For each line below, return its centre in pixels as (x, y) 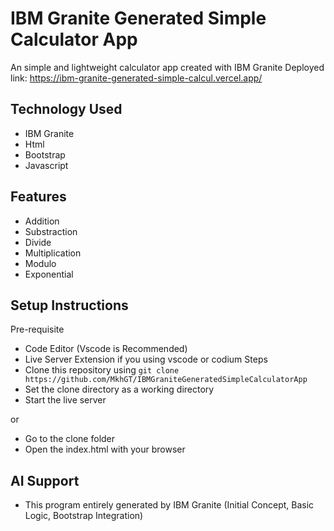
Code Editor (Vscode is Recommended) (106, 349)
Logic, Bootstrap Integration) (84, 516)
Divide (38, 242)
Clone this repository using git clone (102, 370)
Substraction (51, 231)
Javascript (46, 165)
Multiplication (53, 253)
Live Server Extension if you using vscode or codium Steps (146, 359)
